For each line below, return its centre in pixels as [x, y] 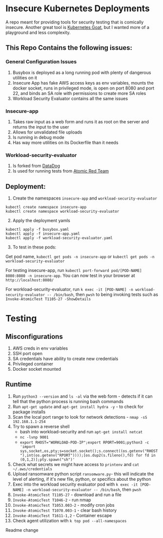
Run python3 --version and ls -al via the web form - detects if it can [82, 396]
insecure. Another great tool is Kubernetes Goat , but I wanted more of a [77, 27]
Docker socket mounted [37, 369]
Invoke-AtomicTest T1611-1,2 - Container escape [62, 515]
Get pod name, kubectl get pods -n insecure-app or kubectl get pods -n [80, 257]
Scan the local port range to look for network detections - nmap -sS [80, 417]
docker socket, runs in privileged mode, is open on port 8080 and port [83, 88]
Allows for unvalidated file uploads [47, 132]
